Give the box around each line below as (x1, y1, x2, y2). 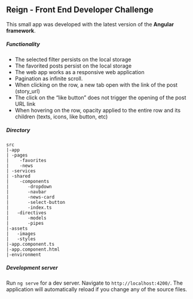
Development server (6, 264, 59, 271)
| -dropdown (6, 184, 52, 190)
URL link (14, 100, 36, 107)
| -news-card (6, 194, 55, 200)
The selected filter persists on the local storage (14, 56, 131, 63)
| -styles (6, 236, 36, 242)
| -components (6, 178, 50, 184)
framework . (6, 27, 36, 34)
